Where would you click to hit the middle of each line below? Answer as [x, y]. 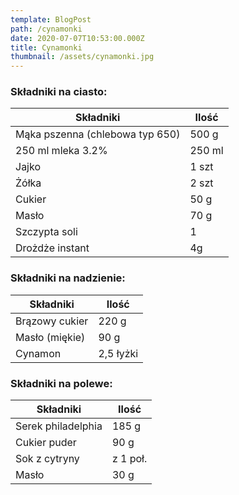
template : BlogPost [51, 19]
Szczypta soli [46, 232]
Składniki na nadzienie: [68, 278]
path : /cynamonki [46, 29]
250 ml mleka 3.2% [61, 151]
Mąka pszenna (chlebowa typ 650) [98, 134]
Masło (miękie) [50, 337]
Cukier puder [46, 443]
